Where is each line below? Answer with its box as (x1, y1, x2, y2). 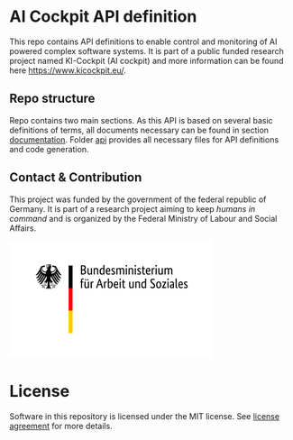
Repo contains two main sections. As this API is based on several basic (9, 115, 273, 125)
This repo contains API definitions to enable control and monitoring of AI (9, 36, 278, 47)
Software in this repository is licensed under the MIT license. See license (9, 410, 280, 421)
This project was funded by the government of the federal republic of (9, 194, 267, 205)
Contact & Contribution (9, 170, 142, 186)
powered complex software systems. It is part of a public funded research (9, 45, 284, 56)
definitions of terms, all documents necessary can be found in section (9, 124, 269, 135)
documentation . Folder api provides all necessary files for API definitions (9, 133, 279, 145)
